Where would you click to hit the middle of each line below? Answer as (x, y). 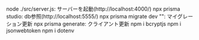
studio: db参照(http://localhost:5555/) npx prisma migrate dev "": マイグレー (99, 16)
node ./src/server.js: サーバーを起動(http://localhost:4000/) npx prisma (93, 9)
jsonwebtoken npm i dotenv (40, 30)
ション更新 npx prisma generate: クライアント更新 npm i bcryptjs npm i (94, 24)
